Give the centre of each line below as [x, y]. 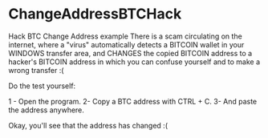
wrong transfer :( [36, 70]
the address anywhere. [46, 110]
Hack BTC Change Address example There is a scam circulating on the [125, 36]
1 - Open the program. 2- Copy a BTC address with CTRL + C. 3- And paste [133, 101]
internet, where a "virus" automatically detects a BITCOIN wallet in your [126, 44]
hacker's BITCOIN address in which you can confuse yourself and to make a [134, 62]
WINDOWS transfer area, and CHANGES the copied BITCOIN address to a [130, 53]
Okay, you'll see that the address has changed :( [88, 125]
